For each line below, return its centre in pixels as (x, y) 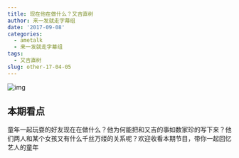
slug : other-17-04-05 (39, 67)
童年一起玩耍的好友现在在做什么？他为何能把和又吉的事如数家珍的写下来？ (116, 130)
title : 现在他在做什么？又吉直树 (51, 14)
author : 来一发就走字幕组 (42, 21)
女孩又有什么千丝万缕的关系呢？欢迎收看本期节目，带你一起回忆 (138, 139)
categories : (25, 34)
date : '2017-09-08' (36, 27)
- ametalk (28, 41)
